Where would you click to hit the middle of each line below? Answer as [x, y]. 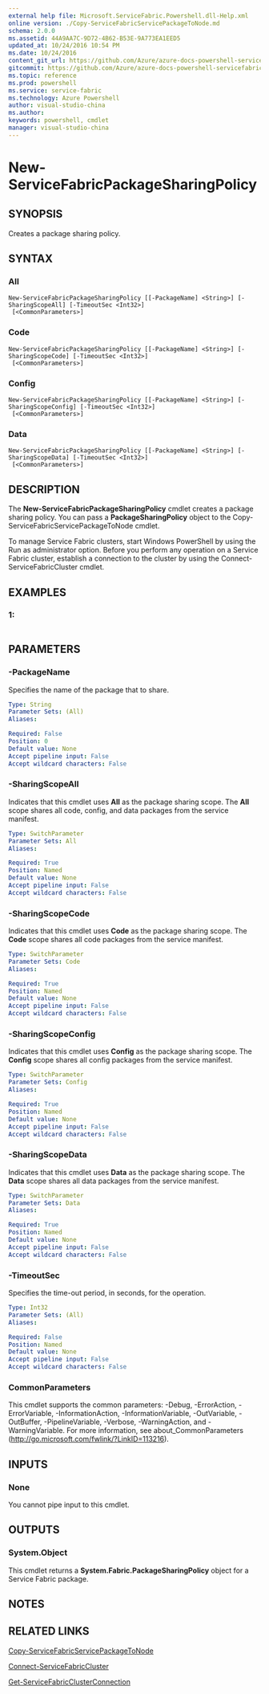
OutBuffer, [25, 1422]
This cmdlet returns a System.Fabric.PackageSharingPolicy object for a [129, 1570]
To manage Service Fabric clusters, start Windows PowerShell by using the [132, 541]
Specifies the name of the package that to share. [89, 690]
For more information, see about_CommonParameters [155, 1431]
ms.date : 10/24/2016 [43, 53]
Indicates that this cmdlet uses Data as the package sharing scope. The [127, 1172]
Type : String [30, 704]
